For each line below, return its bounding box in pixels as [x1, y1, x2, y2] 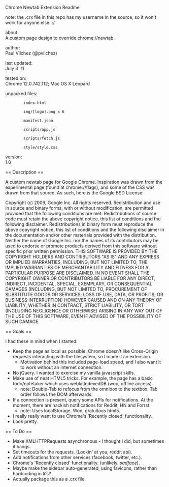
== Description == [5, 169, 44, 175]
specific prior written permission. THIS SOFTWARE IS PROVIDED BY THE [5, 248, 158, 254]
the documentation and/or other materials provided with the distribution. [5, 232, 156, 238]
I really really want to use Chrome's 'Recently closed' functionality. [12, 413, 152, 419]
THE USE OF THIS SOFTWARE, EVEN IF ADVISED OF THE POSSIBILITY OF [5, 313, 161, 319]
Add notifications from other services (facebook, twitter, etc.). [12, 454, 142, 460]
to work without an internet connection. [20, 364, 103, 370]
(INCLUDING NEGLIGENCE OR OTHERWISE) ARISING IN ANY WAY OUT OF [5, 308, 162, 313]
